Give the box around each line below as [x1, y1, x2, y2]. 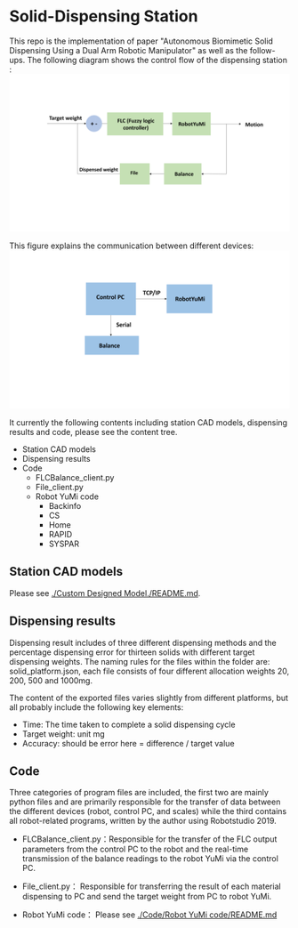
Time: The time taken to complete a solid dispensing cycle [21, 719, 236, 730]
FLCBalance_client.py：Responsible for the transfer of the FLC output [21, 834, 278, 844]
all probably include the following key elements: [9, 701, 184, 713]
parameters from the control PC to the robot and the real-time [21, 843, 249, 855]
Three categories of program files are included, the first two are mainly [9, 787, 270, 798]
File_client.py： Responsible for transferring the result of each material [21, 881, 282, 892]
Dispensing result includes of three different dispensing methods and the [9, 637, 278, 648]
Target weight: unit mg [21, 728, 105, 739]
